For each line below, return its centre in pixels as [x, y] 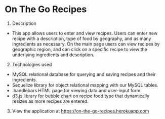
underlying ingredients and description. [53, 55]
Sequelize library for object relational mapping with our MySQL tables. [85, 85]
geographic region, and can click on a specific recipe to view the [79, 49]
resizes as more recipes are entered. [50, 101]
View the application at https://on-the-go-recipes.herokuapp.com [80, 111]
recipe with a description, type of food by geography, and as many [81, 38]
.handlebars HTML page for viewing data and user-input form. [77, 90]
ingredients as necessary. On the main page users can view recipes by [86, 44]
